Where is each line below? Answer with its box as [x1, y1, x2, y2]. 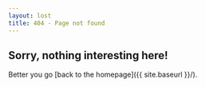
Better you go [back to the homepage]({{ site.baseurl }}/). [8, 69, 198, 80]
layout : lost [8, 11, 52, 20]
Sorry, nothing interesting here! [8, 49, 169, 62]
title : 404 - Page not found [8, 19, 105, 27]
